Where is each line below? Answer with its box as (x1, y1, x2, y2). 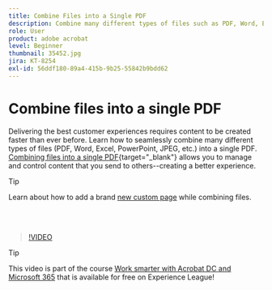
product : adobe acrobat (8, 34, 89, 43)
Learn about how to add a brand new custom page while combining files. (8, 192, 253, 202)
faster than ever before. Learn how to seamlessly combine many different (8, 134, 253, 144)
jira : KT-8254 (8, 58, 57, 66)
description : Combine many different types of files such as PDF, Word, (8, 19, 259, 28)
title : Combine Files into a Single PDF (8, 11, 147, 20)
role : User (8, 27, 45, 35)
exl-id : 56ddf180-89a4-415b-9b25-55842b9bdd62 (8, 65, 168, 73)
